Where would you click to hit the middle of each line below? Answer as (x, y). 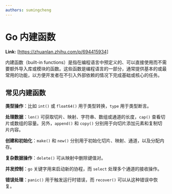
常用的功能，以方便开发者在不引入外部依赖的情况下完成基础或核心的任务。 (84, 75)
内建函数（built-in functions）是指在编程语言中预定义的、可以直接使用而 (81, 62)
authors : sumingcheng (28, 10)
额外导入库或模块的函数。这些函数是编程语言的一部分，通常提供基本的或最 (88, 69)
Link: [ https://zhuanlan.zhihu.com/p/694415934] (57, 51)
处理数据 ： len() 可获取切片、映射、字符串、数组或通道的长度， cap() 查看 (83, 117)
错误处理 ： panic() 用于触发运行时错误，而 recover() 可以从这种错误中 (79, 180)
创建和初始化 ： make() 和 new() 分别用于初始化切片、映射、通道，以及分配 (83, 141)
